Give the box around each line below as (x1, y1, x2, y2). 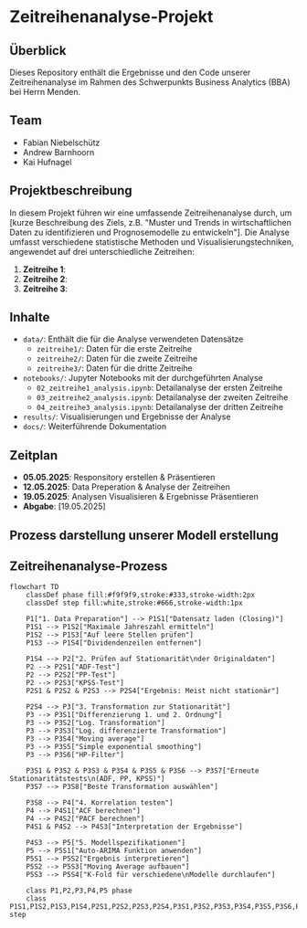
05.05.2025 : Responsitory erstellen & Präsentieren (22, 472, 216, 483)
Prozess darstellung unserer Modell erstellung (9, 527, 279, 543)
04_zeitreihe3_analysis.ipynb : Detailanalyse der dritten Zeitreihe (36, 402, 284, 413)
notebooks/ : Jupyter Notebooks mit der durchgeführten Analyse (22, 373, 263, 384)
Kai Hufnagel (22, 156, 72, 167)
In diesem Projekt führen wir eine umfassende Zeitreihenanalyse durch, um (9, 207, 292, 218)
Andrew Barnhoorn (22, 146, 95, 157)
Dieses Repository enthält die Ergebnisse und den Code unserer (9, 67, 251, 78)
